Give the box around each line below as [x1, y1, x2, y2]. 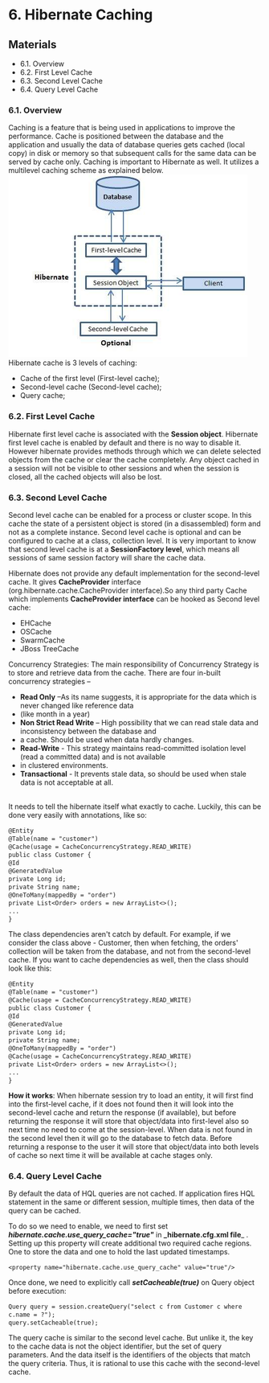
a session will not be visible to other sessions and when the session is [8, 463, 239, 473]
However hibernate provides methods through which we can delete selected [8, 446, 262, 456]
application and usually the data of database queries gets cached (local [8, 140, 245, 150]
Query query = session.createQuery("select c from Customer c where [8, 1303, 243, 1311]
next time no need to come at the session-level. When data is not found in [8, 1124, 253, 1135]
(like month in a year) [19, 709, 91, 719]
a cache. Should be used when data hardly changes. [19, 734, 194, 745]
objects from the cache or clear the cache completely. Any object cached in [8, 454, 259, 464]
